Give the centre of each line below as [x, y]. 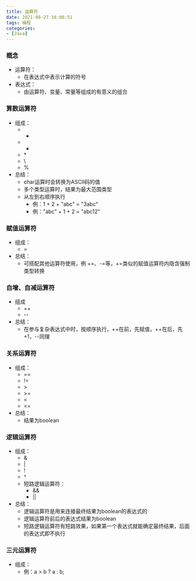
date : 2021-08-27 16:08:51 [39, 17]
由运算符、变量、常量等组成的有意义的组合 [75, 92]
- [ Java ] [17, 34]
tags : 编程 [19, 23]
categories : [21, 28]
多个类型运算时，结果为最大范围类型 [68, 189]
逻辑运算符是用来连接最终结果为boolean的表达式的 [85, 511]
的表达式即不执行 [44, 533]
